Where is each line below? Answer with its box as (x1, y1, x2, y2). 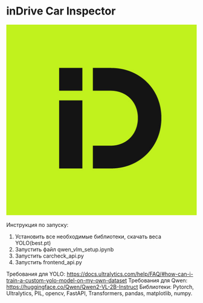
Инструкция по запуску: (6, 221, 69, 228)
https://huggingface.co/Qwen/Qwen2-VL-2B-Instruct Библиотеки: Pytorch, (6, 283, 195, 290)
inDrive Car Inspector (6, 4, 116, 18)
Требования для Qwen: (128, 276, 188, 284)
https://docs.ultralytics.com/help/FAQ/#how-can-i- (66, 270, 193, 278)
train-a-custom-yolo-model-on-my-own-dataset (6, 276, 127, 284)
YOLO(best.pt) (14, 239, 51, 246)
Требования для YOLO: (6, 270, 65, 278)
